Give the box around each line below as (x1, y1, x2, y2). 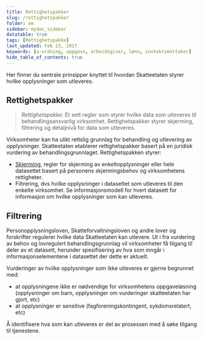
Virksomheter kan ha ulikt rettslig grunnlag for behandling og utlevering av (6, 136, 193, 143)
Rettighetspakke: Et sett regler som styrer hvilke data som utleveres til (21, 111, 196, 119)
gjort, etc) (15, 296, 40, 303)
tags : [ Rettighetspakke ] (6, 37, 69, 43)
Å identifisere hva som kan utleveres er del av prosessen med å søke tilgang (6, 321, 198, 328)
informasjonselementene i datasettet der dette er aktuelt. (6, 253, 149, 260)
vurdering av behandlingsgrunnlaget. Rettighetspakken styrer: (6, 149, 162, 156)
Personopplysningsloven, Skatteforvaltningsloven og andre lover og (6, 227, 176, 235)
